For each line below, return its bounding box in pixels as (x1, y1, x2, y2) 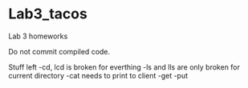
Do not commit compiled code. (8, 46, 111, 56)
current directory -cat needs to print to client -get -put (8, 70, 189, 80)
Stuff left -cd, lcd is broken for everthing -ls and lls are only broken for (8, 62, 241, 72)
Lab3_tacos (8, 5, 88, 23)
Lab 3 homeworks (8, 31, 68, 41)
